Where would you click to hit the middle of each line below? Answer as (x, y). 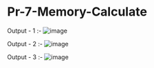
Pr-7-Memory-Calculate (77, 12)
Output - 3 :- (25, 57)
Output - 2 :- (25, 44)
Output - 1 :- (24, 31)
